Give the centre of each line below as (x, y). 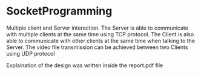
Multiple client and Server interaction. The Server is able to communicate (97, 28)
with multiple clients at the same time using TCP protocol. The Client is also (100, 34)
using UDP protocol (31, 53)
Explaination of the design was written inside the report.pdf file (85, 65)
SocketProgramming (59, 11)
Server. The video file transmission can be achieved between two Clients (97, 47)
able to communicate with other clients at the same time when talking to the (101, 41)
